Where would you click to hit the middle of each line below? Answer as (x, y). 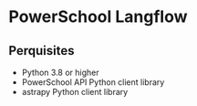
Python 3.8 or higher (60, 72)
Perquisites (41, 51)
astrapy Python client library (75, 92)
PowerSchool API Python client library (93, 82)
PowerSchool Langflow (98, 17)
